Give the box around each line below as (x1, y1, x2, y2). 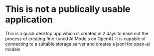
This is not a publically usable (5, 3, 131, 15)
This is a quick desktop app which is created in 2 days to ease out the (5, 30, 149, 36)
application (5, 14, 53, 25)
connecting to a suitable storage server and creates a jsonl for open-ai (5, 41, 150, 47)
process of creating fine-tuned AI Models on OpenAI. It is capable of (5, 36, 146, 42)
